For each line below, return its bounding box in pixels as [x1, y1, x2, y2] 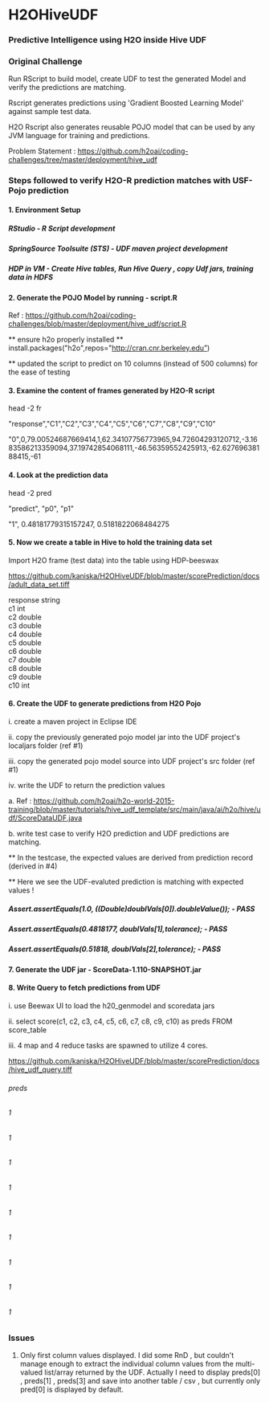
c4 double [8, 629, 43, 639]
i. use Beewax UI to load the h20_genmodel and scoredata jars [8, 1000, 215, 1010]
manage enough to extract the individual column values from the [19, 1359, 234, 1369]
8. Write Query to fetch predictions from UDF [8, 983, 161, 993]
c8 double [8, 663, 42, 672]
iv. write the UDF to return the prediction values [8, 781, 165, 791]
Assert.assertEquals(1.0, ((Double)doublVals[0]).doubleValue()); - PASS [8, 904, 255, 914]
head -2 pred [8, 488, 52, 497]
